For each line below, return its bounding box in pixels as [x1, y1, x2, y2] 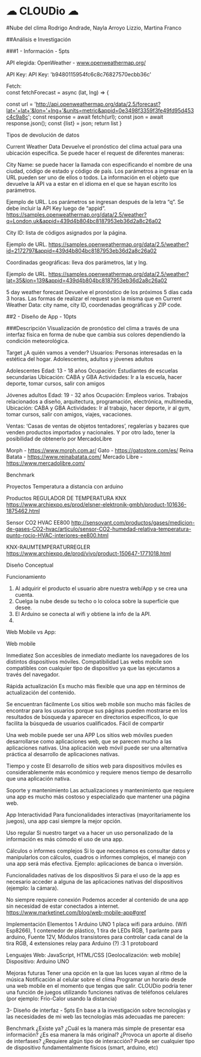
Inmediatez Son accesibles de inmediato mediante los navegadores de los [6, 652, 190, 659]
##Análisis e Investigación [6, 35, 71, 43]
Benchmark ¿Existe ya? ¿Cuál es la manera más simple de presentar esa [6, 1025, 185, 1032]
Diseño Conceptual [6, 561, 54, 569]
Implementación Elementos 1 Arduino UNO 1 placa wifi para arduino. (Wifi [6, 920, 187, 928]
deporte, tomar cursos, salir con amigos [6, 380, 105, 387]
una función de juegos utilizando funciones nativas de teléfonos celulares [6, 988, 188, 996]
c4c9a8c [6, 113, 29, 120]
